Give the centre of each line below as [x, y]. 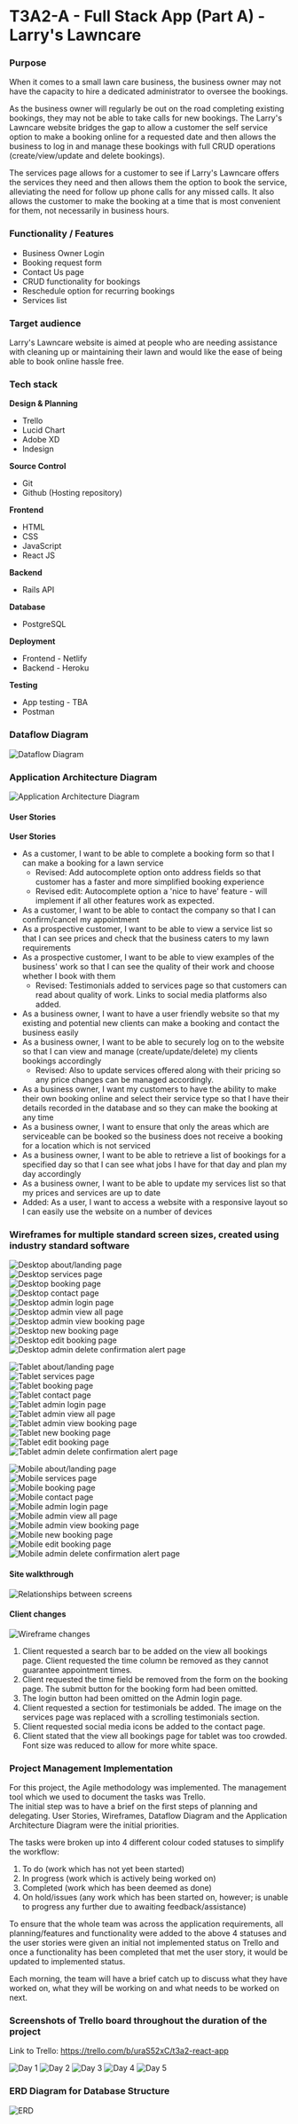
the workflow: [34, 1852]
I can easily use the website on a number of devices [117, 1211]
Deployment [32, 641]
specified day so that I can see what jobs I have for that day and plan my [154, 1164]
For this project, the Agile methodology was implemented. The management [148, 1788]
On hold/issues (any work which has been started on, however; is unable [155, 1897]
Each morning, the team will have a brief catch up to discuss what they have [149, 1979]
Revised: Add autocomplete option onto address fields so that [148, 873]
